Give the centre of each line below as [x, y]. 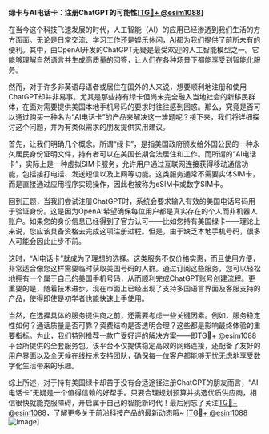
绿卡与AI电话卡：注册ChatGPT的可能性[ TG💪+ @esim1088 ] [106, 12]
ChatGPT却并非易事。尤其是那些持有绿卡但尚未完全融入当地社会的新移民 [128, 97]
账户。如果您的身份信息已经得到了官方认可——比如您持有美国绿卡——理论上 [134, 221]
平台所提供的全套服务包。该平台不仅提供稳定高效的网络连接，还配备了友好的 [134, 345]
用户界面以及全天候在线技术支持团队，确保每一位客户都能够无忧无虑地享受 [131, 355]
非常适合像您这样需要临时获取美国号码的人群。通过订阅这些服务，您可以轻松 [134, 268]
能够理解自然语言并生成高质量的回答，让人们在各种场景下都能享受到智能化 [131, 60]
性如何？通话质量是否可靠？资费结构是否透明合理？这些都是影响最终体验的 [131, 325]
